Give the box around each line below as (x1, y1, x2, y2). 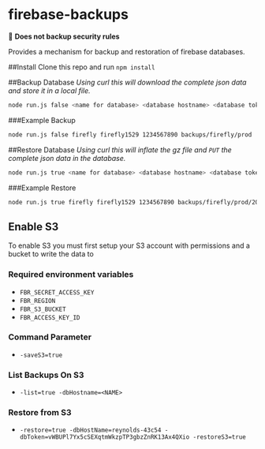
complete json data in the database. (8, 153, 126, 163)
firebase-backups (8, 6, 129, 24)
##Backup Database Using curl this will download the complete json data (8, 77, 247, 87)
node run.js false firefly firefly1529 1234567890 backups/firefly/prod (8, 130, 252, 139)
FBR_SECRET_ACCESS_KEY (19, 288, 95, 297)
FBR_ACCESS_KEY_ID (19, 313, 80, 321)
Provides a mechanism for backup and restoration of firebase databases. (8, 47, 246, 56)
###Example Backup (8, 115, 77, 125)
